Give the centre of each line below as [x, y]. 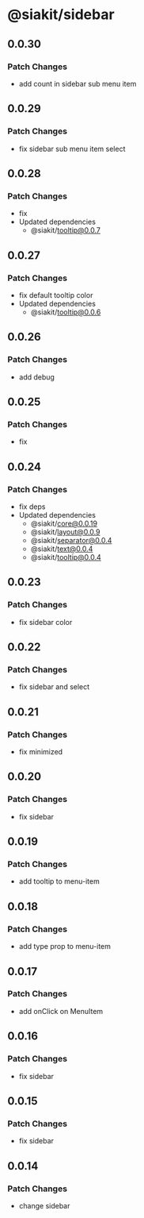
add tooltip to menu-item [59, 881]
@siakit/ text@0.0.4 [62, 549]
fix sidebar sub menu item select [72, 148]
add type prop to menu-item [65, 946]
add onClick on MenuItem [61, 1011]
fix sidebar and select [54, 687]
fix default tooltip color [56, 295]
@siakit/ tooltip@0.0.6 [66, 312]
